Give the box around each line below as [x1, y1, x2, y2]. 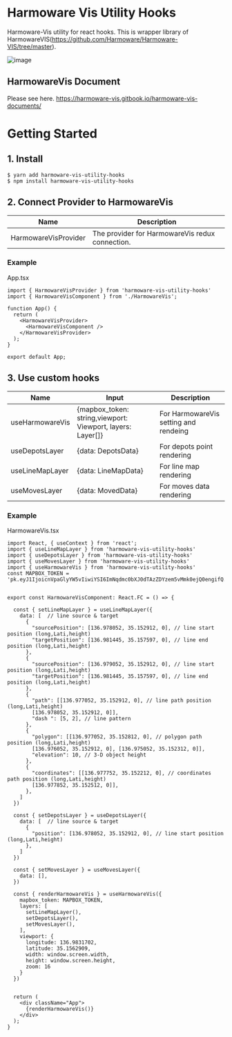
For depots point [159, 441, 213, 451]
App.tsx [7, 273, 30, 281]
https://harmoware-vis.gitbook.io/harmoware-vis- [56, 94, 198, 102]
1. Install [7, 153, 43, 165]
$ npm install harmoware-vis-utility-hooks [7, 178, 135, 185]
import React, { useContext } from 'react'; [7, 539, 137, 547]
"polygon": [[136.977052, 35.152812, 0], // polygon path [32, 733, 202, 740]
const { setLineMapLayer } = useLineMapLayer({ [13, 606, 153, 613]
